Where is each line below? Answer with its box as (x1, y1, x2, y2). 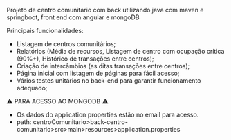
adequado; (16, 84, 48, 92)
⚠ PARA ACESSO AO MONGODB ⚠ (6, 97, 109, 106)
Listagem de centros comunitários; (16, 40, 116, 48)
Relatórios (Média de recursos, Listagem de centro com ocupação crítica (16, 48, 225, 55)
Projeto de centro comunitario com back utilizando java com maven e (6, 6, 204, 14)
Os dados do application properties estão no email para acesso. (16, 110, 199, 119)
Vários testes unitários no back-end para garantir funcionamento (16, 77, 201, 85)
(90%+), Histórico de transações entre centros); (16, 54, 154, 63)
